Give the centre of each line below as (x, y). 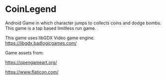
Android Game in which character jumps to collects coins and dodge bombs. (83, 23)
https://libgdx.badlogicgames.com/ (41, 43)
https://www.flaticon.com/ (32, 72)
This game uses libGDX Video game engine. (50, 38)
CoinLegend (31, 9)
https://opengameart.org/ (31, 62)
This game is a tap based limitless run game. (51, 28)
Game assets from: (25, 53)
